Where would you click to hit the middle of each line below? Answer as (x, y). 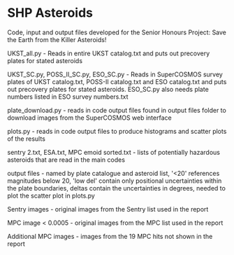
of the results (26, 139)
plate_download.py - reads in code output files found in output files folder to (117, 110)
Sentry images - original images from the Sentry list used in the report (108, 209)
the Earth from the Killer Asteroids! (57, 39)
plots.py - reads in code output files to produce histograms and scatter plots (117, 131)
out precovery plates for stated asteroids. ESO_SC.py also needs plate (108, 89)
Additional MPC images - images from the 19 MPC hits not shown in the (110, 236)
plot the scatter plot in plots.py (51, 195)
